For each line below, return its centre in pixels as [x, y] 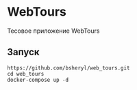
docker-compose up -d [38, 80]
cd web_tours [26, 74]
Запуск [23, 52]
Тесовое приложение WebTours [53, 31]
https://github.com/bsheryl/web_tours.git [68, 68]
